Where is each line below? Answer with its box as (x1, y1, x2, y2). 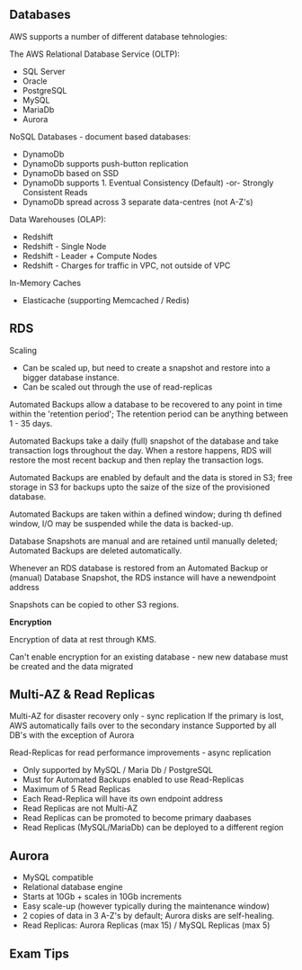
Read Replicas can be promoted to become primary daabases (22, 813, 252, 823)
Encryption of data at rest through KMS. (9, 633, 157, 644)
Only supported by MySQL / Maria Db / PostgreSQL (22, 765, 214, 776)
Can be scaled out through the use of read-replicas (22, 382, 213, 392)
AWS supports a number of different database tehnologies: (9, 31, 227, 41)
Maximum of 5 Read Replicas (22, 784, 131, 795)
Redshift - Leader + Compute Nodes (22, 250, 157, 261)
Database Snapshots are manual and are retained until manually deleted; (9, 535, 279, 546)
